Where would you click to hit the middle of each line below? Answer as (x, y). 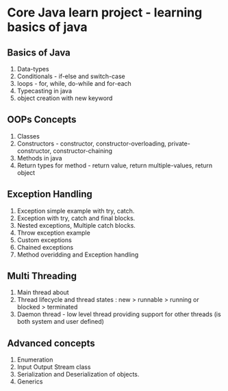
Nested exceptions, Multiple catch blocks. (76, 225)
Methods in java (40, 158)
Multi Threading (42, 276)
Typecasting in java (45, 91)
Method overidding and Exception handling (78, 254)
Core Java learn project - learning (105, 13)
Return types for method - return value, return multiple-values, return (115, 165)
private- (179, 143)
